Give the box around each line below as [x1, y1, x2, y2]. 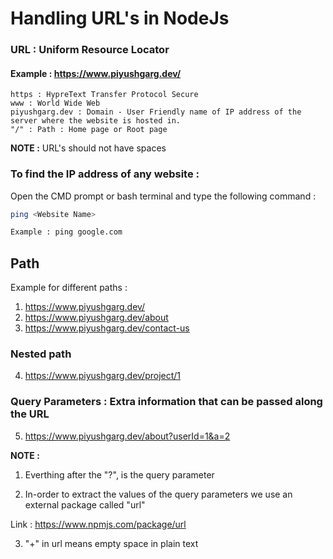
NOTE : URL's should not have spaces [10, 142, 167, 154]
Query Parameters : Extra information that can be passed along [10, 395, 323, 409]
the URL [10, 407, 50, 421]
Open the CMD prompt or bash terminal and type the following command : [10, 190, 317, 202]
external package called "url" [24, 498, 146, 511]
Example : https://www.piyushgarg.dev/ [10, 67, 182, 79]
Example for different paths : [10, 282, 128, 294]
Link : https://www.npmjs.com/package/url [10, 518, 187, 530]
